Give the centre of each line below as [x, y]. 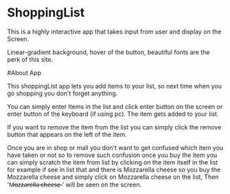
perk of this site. [30, 59]
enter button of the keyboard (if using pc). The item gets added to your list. [113, 114]
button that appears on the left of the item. [67, 134]
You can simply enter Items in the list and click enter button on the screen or [115, 106]
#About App [24, 73]
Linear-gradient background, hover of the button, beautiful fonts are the [108, 52]
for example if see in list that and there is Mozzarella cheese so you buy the [114, 169]
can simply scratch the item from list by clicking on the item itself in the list [113, 162]
